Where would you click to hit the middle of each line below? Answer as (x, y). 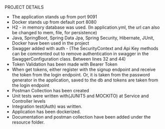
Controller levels (29, 101)
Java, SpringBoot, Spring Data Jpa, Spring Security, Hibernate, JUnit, (83, 38)
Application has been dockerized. (46, 112)
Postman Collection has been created (50, 91)
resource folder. (28, 122)
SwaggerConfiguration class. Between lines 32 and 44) (69, 59)
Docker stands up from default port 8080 (54, 22)
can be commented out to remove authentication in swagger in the (80, 54)
